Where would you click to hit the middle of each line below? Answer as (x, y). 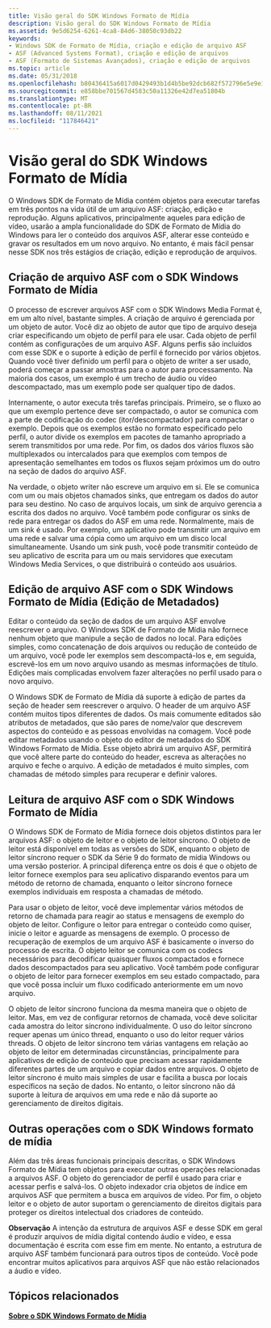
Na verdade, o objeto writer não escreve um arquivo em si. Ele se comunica (134, 486)
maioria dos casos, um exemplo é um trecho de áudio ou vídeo (113, 378)
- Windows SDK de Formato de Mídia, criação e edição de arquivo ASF (128, 46)
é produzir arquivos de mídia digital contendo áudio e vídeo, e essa (120, 1237)
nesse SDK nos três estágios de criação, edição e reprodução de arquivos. (133, 252)
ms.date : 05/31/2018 (43, 76)
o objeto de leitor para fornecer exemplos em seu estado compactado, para (134, 976)
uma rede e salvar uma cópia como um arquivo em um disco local (118, 538)
